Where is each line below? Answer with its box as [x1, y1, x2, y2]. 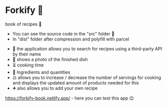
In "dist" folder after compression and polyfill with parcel [12, 36, 129, 42]
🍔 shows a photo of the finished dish [12, 56, 88, 62]
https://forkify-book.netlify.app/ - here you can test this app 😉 [5, 95, 134, 101]
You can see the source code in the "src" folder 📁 [12, 30, 115, 36]
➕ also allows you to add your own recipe [12, 85, 98, 91]
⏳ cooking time [12, 62, 44, 68]
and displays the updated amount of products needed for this [12, 79, 139, 85]
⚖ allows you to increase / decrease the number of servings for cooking [12, 74, 161, 80]
